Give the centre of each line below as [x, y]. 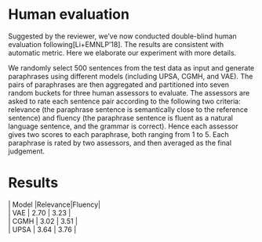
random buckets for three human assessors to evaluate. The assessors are [129, 92]
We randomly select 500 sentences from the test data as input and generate [131, 67]
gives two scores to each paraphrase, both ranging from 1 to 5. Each [118, 134]
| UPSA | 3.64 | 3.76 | [42, 229]
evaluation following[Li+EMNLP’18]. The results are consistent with [116, 44]
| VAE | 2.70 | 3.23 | [40, 212]
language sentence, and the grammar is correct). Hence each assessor [123, 126]
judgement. [27, 151]
